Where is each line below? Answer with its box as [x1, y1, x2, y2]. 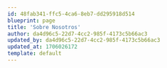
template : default [7, 50, 62, 57]
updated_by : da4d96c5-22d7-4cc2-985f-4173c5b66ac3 [7, 37, 161, 44]
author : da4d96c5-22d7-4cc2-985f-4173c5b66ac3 [7, 30, 148, 38]
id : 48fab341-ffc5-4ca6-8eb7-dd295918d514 [7, 10, 135, 18]
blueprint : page [7, 17, 55, 24]
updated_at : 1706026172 [7, 43, 78, 50]
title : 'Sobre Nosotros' [7, 23, 81, 30]
